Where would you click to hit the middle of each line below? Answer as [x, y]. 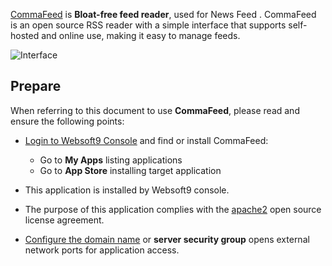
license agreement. [64, 220]
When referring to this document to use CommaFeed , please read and [155, 110]
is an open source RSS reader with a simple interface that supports [148, 25]
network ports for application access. [102, 250]
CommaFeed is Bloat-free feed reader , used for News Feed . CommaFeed [163, 14]
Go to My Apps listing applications [111, 160]
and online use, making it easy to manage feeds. [141, 35]
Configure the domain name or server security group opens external [167, 239]
